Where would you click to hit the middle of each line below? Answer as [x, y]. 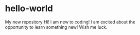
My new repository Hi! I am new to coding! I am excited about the [70, 22]
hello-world [29, 9]
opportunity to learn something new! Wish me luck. [56, 27]
